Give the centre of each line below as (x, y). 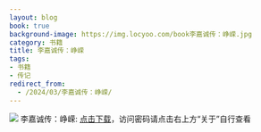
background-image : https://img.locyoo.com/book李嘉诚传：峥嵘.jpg (131, 34)
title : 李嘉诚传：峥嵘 (47, 51)
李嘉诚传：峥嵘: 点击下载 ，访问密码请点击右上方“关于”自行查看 (136, 119)
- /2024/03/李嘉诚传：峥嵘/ (65, 92)
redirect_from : (38, 84)
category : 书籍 (36, 42)
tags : (19, 59)
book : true (29, 26)
